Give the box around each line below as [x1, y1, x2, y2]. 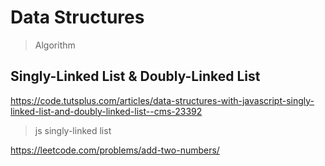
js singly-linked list [34, 124, 112, 136]
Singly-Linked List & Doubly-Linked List [10, 68, 261, 85]
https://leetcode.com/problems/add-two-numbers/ [10, 144, 220, 156]
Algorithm [34, 39, 76, 51]
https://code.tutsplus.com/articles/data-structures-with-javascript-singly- [10, 94, 315, 106]
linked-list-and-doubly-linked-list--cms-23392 [10, 105, 203, 117]
